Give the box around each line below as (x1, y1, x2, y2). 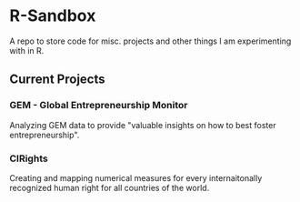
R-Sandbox (9, 5, 96, 26)
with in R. (9, 45, 45, 56)
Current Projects (9, 72, 105, 87)
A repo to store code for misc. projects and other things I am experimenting (9, 35, 292, 46)
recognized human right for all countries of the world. (9, 182, 210, 193)
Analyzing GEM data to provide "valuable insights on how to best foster (9, 119, 276, 130)
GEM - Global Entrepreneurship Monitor (9, 99, 188, 112)
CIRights (9, 152, 48, 165)
